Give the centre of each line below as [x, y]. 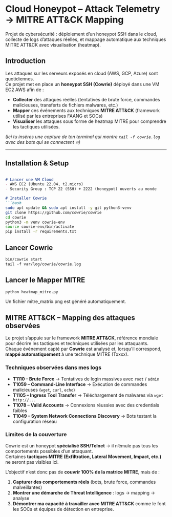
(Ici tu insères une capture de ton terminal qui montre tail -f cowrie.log [83, 137]
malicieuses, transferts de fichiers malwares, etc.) [65, 105]
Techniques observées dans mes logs [53, 368]
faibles [20, 411]
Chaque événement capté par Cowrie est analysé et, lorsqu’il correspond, [83, 349]
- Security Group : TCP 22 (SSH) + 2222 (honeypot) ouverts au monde [81, 189]
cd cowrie [16, 217]
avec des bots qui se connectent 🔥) [43, 142]
